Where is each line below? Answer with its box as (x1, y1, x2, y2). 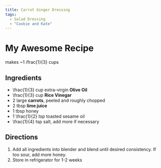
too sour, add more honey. (12, 152, 67, 158)
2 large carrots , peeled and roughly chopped (12, 98, 106, 103)
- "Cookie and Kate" (9, 21, 52, 26)
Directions (5, 133, 38, 142)
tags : (5, 12, 16, 17)
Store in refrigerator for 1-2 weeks (12, 157, 82, 163)
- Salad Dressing (9, 16, 46, 21)
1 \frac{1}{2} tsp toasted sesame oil (12, 113, 85, 119)
